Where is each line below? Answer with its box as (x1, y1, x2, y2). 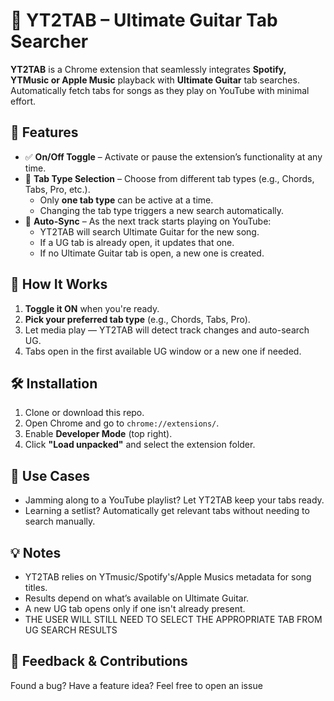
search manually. (24, 515, 96, 528)
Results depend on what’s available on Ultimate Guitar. (24, 592, 250, 604)
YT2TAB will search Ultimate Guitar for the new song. (39, 225, 260, 238)
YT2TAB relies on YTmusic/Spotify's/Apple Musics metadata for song (24, 571, 312, 583)
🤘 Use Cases (10, 467, 91, 484)
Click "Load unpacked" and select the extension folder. (24, 439, 256, 451)
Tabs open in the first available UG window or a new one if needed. (24, 345, 302, 357)
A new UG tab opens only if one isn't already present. (24, 603, 246, 614)
